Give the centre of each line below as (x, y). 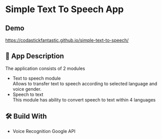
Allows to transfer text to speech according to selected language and (85, 83)
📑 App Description (35, 56)
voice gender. (27, 89)
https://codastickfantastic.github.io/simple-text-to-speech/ (67, 40)
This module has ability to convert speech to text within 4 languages (84, 99)
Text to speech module (37, 78)
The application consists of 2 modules (45, 68)
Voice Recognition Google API (44, 131)
